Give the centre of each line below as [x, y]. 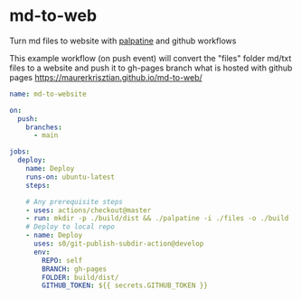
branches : [44, 127]
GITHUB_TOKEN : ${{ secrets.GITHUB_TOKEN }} [125, 285]
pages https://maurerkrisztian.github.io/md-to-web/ [106, 77]
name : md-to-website [48, 94]
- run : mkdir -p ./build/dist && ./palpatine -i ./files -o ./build [157, 219]
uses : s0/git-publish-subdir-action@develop [118, 244]
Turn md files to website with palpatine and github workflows [123, 41]
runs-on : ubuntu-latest [71, 177]
